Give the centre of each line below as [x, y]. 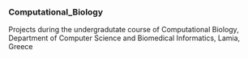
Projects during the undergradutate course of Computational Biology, [124, 30]
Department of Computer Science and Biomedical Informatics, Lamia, [124, 38]
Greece [21, 47]
